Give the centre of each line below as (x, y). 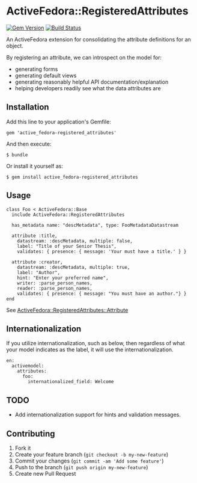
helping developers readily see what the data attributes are (88, 88)
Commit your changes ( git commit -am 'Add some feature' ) (89, 461)
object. (15, 46)
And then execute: (29, 144)
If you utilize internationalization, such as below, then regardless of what (95, 343)
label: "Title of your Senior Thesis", (67, 246)
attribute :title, (35, 236)
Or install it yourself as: (35, 166)
